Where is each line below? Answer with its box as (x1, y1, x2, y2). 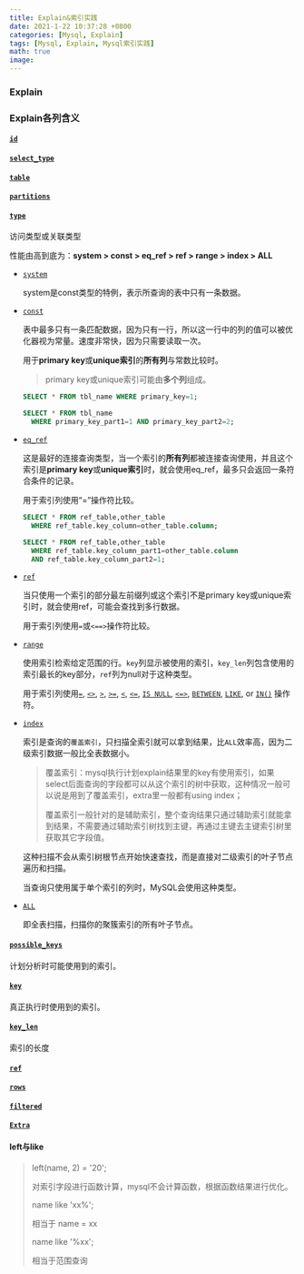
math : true (9, 47, 51, 56)
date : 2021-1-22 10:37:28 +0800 (9, 22, 132, 31)
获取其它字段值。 (44, 832, 110, 843)
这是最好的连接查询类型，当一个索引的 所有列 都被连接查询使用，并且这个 (22, 452, 293, 464)
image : (9, 56, 34, 65)
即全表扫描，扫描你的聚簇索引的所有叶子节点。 (22, 919, 198, 930)
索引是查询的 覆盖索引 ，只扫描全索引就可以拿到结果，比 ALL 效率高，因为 (22, 736, 285, 747)
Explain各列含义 (9, 111, 80, 124)
